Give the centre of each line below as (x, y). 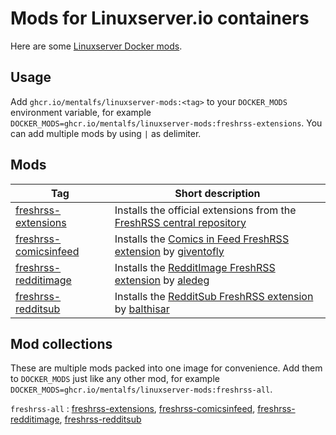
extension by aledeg (162, 280)
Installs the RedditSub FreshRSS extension (214, 296)
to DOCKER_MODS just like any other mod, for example (115, 379)
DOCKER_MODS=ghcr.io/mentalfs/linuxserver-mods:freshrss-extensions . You (166, 123)
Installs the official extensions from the (205, 210)
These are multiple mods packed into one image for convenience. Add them (166, 368)
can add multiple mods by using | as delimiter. (106, 133)
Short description (217, 193)
